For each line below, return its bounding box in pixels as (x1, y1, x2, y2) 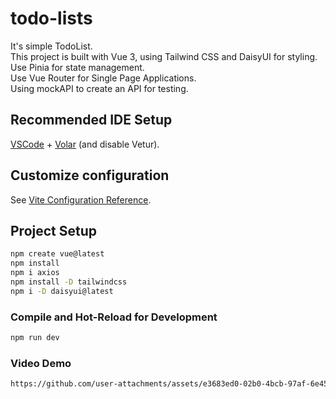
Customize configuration (10, 167, 170, 184)
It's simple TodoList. (10, 40, 93, 52)
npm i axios (10, 268, 60, 278)
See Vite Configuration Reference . (10, 193, 152, 206)
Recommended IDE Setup (10, 112, 173, 129)
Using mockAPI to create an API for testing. (10, 82, 189, 94)
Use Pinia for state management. (10, 61, 145, 73)
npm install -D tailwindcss (10, 277, 128, 287)
